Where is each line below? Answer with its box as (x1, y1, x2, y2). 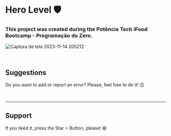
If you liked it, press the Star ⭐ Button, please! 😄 (5, 125, 107, 131)
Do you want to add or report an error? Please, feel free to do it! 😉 (5, 82, 145, 88)
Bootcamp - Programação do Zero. (5, 32, 93, 39)
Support (5, 111, 32, 120)
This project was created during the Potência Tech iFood (5, 26, 148, 33)
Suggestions (5, 68, 47, 77)
